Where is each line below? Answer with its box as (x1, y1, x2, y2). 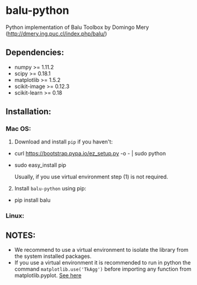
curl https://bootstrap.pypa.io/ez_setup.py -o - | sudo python (14, 150, 166, 157)
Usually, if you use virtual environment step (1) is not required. (14, 173, 168, 181)
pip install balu (14, 196, 51, 204)
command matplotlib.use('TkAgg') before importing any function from (14, 266, 192, 273)
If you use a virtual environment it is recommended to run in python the (14, 259, 191, 266)
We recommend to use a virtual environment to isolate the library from (14, 246, 189, 254)
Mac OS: (5, 125, 31, 133)
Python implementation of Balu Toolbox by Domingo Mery (5, 23, 149, 31)
